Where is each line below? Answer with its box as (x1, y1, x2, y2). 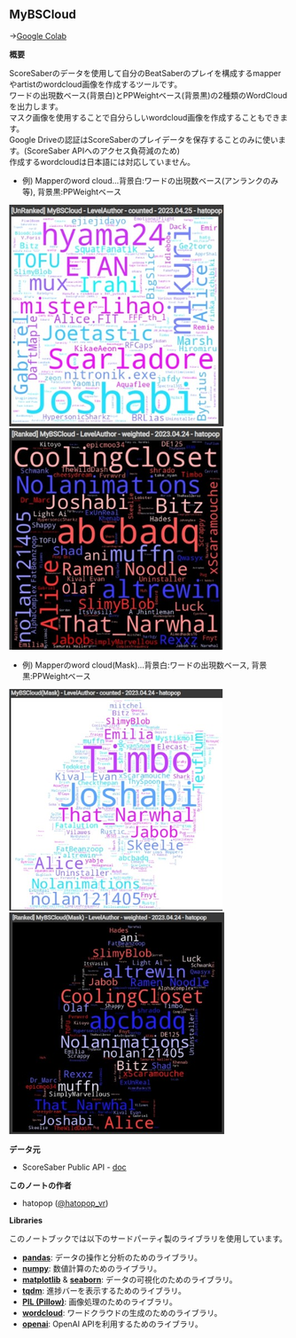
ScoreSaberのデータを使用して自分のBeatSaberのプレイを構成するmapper (9, 67, 282, 78)
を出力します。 (9, 101, 64, 112)
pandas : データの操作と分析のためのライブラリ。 (21, 1252, 202, 1263)
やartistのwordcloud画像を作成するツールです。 (9, 79, 183, 90)
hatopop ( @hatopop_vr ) (21, 1197, 109, 1209)
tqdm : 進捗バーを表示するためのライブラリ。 (21, 1285, 186, 1295)
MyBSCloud (9, 7, 77, 22)
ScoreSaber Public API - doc (21, 1162, 127, 1172)
